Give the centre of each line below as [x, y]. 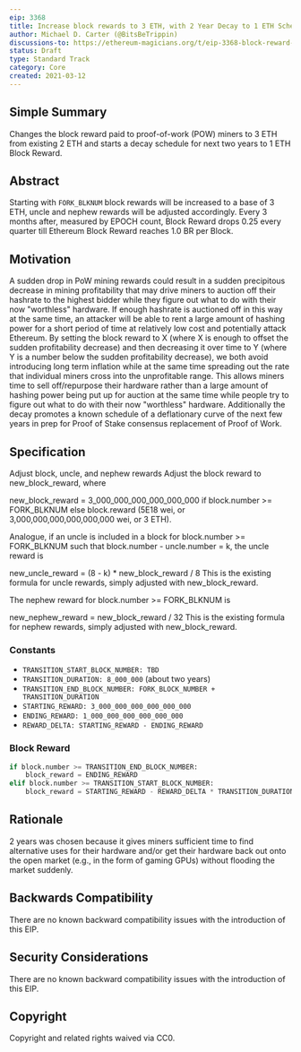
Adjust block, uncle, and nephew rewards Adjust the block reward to [135, 473]
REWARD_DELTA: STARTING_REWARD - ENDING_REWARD [112, 726]
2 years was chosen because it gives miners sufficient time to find [131, 841]
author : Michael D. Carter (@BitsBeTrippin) [94, 34]
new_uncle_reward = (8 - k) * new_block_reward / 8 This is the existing [140, 573]
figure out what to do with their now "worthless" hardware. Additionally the [147, 405]
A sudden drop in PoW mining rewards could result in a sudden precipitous [147, 281]
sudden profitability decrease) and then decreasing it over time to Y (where [148, 348]
